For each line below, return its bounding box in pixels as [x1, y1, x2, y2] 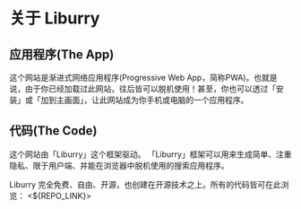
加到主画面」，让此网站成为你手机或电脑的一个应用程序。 [39, 95, 249, 105]
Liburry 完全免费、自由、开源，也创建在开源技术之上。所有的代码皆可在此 [9, 179, 281, 189]
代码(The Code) [9, 123, 98, 139]
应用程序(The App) [9, 47, 115, 62]
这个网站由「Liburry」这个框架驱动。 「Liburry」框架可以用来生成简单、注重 [9, 149, 292, 160]
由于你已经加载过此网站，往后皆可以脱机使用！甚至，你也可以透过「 [24, 83, 276, 94]
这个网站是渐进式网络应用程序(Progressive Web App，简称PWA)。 [9, 73, 254, 83]
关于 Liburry [9, 8, 100, 29]
